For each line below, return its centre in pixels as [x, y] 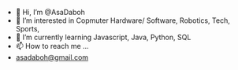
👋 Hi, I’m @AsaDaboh [50, 12]
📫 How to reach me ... [52, 46]
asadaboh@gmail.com [52, 57]
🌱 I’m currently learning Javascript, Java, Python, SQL [103, 37]
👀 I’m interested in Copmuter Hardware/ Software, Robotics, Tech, [123, 20]
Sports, [28, 29]
